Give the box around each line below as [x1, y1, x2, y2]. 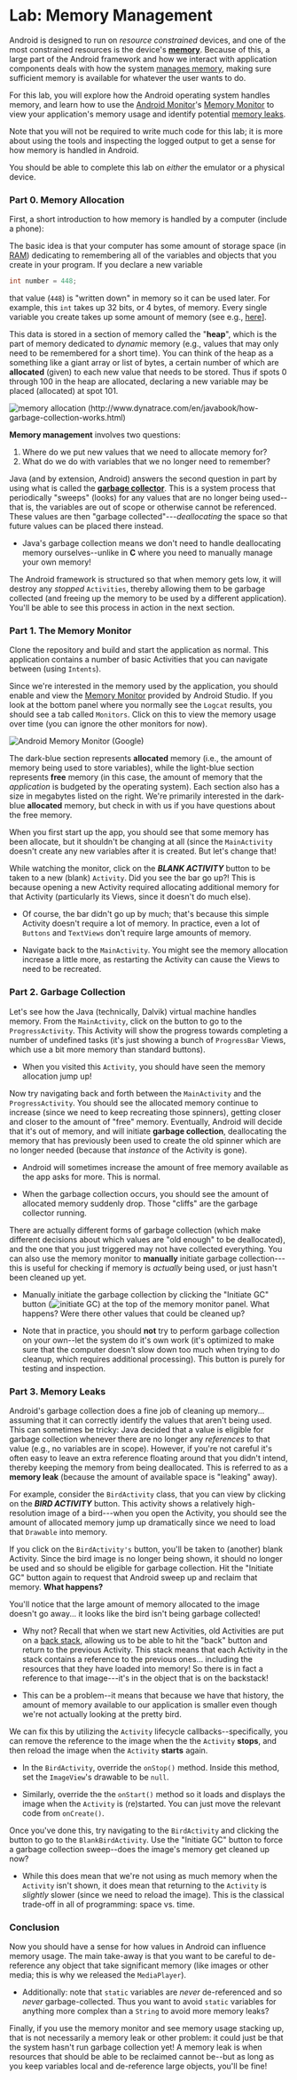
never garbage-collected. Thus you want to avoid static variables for [21, 1996, 277, 2007]
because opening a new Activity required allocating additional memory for [9, 882, 279, 893]
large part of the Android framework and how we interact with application [9, 53, 277, 64]
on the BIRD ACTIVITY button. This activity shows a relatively [9, 1498, 235, 1508]
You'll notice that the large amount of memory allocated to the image [9, 1599, 260, 1610]
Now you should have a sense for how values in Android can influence [9, 1941, 267, 1952]
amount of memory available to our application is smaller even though [21, 1699, 277, 1710]
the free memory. [9, 810, 73, 821]
